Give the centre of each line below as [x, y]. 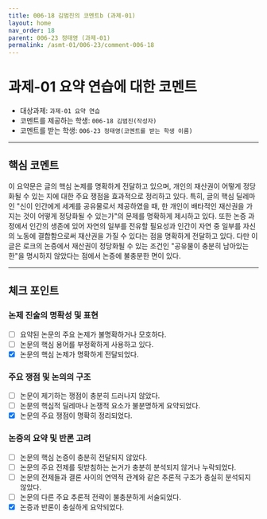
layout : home [30, 23]
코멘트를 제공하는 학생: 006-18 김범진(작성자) [88, 121]
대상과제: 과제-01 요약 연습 [60, 111]
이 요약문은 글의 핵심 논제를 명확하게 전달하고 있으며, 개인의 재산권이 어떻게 [125, 186]
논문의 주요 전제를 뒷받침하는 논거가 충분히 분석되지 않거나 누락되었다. [128, 467]
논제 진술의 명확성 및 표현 [54, 315]
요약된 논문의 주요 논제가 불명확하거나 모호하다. [93, 334]
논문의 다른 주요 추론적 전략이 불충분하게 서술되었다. [100, 497]
